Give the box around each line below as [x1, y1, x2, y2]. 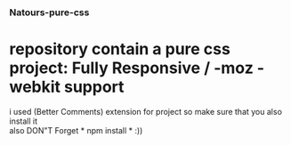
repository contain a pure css [9, 39, 231, 60]
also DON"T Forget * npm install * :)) [9, 125, 143, 135]
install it [9, 116, 38, 126]
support [63, 77, 125, 97]
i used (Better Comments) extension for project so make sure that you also [9, 106, 283, 117]
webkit [9, 77, 61, 97]
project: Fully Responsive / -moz [9, 58, 254, 78]
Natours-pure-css [9, 6, 90, 19]
